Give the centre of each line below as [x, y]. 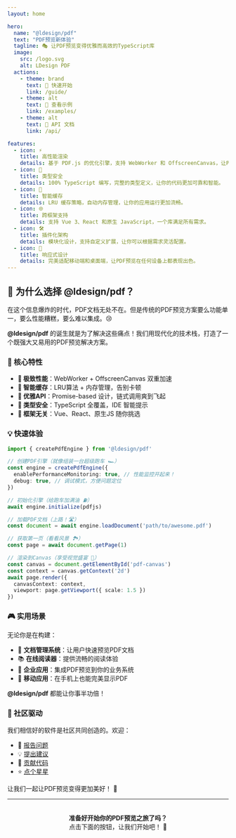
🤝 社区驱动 [25, 714]
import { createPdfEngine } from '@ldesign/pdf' [80, 449]
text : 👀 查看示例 [49, 105]
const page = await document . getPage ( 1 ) [67, 545]
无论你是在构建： [32, 635]
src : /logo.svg [42, 59]
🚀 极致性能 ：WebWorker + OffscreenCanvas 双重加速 [94, 379]
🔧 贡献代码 [33, 762]
